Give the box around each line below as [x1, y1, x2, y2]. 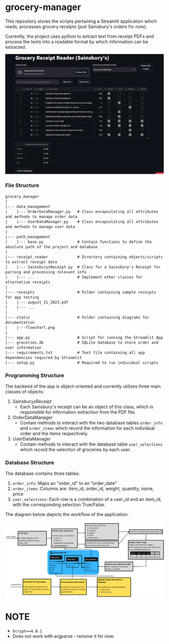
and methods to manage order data [5, 214, 78, 219]
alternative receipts [5, 279, 51, 284]
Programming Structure [5, 372, 64, 379]
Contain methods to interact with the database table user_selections [20, 441, 163, 447]
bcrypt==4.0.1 [12, 628, 42, 633]
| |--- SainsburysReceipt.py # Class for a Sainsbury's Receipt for [5, 264, 161, 269]
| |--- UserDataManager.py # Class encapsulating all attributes [5, 219, 158, 224]
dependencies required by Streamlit [5, 355, 82, 360]
